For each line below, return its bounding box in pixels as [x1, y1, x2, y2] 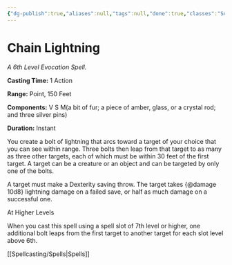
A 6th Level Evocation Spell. [7, 63, 87, 71]
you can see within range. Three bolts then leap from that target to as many [7, 145, 222, 153]
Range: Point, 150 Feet [7, 89, 72, 98]
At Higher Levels [7, 208, 55, 217]
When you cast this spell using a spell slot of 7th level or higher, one [7, 221, 201, 230]
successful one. [7, 194, 53, 203]
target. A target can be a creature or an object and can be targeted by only [7, 159, 220, 167]
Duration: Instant [7, 124, 57, 132]
